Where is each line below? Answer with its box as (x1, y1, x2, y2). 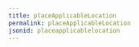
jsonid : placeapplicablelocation (8, 26, 121, 34)
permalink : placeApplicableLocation (8, 19, 131, 27)
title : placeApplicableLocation (8, 11, 117, 20)
